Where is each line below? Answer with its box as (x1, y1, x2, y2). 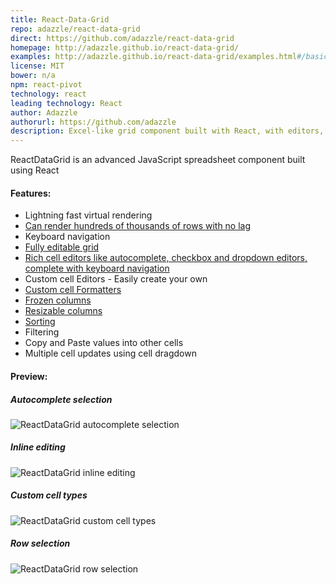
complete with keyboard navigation (24, 262, 170, 275)
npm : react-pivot (10, 80, 83, 90)
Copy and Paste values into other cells (24, 337, 184, 349)
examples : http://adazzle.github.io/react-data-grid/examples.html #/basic (10, 52, 329, 62)
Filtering (24, 326, 60, 338)
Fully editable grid (24, 241, 100, 253)
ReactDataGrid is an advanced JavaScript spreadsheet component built (10, 154, 306, 166)
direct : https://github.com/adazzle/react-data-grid (10, 33, 235, 43)
